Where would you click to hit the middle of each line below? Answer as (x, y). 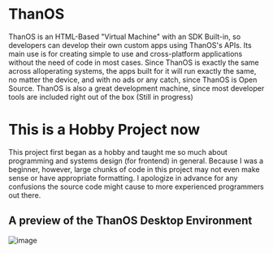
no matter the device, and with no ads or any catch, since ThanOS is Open (133, 79)
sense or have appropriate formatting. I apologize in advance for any (123, 178)
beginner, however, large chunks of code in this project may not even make (134, 169)
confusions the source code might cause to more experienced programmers (136, 187)
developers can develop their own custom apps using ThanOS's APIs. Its (130, 45)
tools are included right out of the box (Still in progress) (101, 96)
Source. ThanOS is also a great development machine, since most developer (136, 88)
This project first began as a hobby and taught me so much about (118, 152)
